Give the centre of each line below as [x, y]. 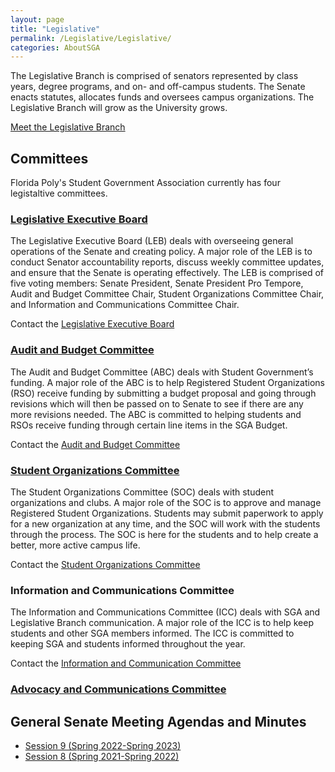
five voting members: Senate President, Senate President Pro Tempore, [157, 283]
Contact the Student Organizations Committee [105, 564]
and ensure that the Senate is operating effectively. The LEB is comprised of [167, 273]
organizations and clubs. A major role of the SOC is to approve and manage [166, 502]
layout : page [37, 19]
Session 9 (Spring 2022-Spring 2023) [103, 745]
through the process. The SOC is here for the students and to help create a [164, 534]
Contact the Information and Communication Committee [126, 663]
